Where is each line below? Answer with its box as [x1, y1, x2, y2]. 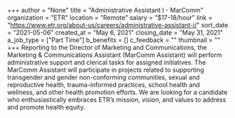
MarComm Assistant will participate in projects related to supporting [7, 66, 205, 74]
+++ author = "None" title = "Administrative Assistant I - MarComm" [7, 6, 203, 14]
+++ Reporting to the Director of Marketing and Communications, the [7, 44, 207, 51]
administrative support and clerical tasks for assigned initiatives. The [7, 58, 206, 66]
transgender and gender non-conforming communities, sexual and [7, 73, 200, 81]
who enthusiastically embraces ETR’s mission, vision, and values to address [7, 96, 227, 104]
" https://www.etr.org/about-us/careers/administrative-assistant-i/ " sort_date [7, 21, 229, 29]
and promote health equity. [7, 103, 86, 111]
